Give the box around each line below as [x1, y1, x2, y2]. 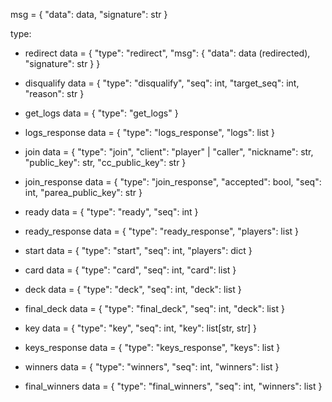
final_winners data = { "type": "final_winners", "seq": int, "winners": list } [24, 380, 323, 392]
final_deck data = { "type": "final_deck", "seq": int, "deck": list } [24, 303, 285, 314]
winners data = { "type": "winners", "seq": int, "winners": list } [24, 361, 280, 373]
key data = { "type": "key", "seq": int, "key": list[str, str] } [24, 322, 258, 334]
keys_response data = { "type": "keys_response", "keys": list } [24, 342, 281, 353]
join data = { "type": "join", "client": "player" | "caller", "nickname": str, [24, 146, 314, 158]
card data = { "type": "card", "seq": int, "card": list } [24, 264, 237, 276]
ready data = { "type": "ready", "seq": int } [24, 206, 199, 218]
